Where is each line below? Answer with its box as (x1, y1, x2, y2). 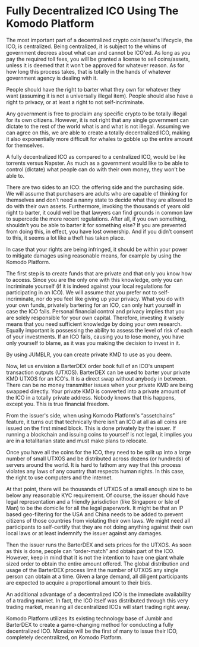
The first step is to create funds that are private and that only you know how (6, 269, 192, 277)
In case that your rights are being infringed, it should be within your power (6, 246, 188, 253)
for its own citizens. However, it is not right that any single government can (6, 116, 189, 123)
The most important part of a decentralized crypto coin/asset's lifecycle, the (6, 36, 193, 43)
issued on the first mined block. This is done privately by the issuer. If (6, 424, 176, 432)
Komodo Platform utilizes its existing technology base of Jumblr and (6, 614, 173, 622)
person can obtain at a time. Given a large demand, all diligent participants (6, 573, 188, 580)
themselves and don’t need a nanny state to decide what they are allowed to (6, 196, 193, 203)
